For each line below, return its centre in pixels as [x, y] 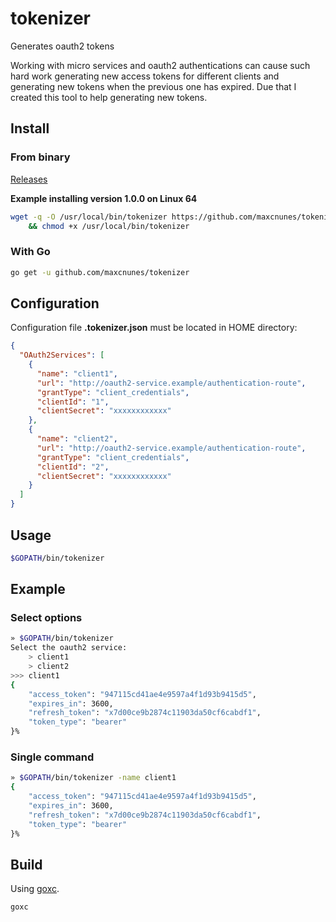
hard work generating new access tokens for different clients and [145, 76]
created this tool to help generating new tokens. [109, 97]
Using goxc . [35, 889]
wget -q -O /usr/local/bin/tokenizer [89, 217]
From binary [40, 157]
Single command [52, 757]
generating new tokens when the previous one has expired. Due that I [153, 86]
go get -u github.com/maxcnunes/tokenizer [100, 272]
